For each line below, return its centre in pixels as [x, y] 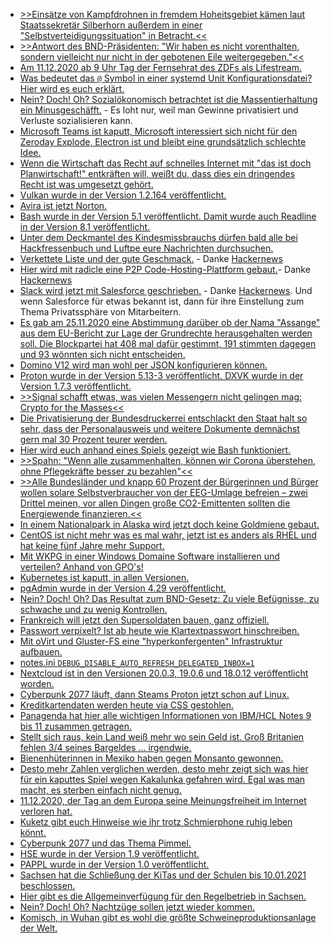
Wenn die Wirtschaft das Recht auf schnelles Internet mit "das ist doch [165, 163]
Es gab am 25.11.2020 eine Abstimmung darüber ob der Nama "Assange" [170, 322]
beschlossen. [47, 885]
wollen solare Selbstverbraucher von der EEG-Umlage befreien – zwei [163, 492]
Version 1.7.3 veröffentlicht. [75, 386]
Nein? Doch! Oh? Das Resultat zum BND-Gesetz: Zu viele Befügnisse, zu [169, 598]
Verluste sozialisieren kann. [76, 120]
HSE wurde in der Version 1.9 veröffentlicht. [109, 853]
